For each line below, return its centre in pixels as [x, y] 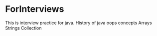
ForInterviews [35, 9]
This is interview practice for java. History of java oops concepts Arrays [78, 23]
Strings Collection [23, 28]
